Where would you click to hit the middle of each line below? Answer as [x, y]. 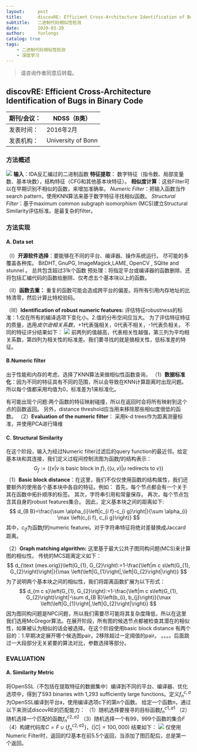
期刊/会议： [25, 118]
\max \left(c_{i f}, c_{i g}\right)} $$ [98, 518]
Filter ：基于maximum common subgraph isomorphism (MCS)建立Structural [97, 203]
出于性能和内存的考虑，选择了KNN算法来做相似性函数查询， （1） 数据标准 [96, 375]
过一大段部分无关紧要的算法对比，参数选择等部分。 [68, 643]
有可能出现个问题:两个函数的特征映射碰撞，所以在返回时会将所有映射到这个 [97, 402]
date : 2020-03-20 [35, 28]
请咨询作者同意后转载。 [49, 73]
